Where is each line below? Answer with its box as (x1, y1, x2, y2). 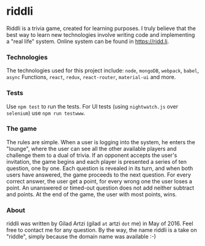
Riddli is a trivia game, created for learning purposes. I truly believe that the (6, 25, 196, 32)
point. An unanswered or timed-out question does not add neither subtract (6, 184, 195, 191)
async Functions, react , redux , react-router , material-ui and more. (6, 74, 176, 81)
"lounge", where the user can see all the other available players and (6, 145, 177, 152)
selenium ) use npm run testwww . (6, 109, 86, 117)
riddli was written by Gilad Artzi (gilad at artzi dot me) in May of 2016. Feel (6, 220, 194, 228)
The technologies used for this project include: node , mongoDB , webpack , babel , (6, 67, 199, 74)
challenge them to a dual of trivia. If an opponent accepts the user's (6, 152, 177, 159)
